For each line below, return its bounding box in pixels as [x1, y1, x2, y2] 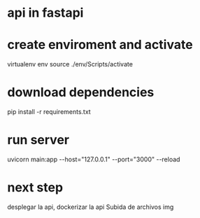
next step [7, 180, 64, 196]
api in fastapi [7, 5, 84, 21]
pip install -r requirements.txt [7, 108, 91, 116]
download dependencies [7, 85, 155, 101]
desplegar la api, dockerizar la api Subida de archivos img [7, 203, 174, 211]
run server [7, 132, 70, 148]
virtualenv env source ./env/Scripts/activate [7, 60, 133, 68]
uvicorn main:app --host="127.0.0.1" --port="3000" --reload [7, 155, 180, 163]
